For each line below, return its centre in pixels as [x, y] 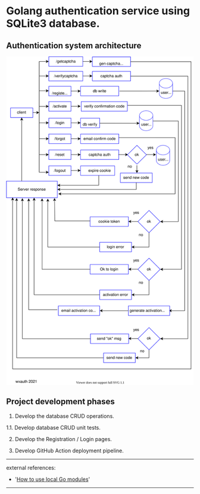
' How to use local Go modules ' [52, 479]
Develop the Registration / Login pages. [63, 439]
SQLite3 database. [53, 23]
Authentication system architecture [74, 45]
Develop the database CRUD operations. [64, 416]
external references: [31, 467]
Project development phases [60, 402]
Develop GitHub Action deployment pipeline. [69, 451]
